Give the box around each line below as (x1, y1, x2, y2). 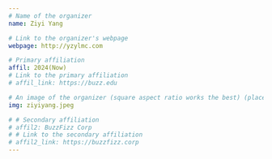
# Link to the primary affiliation (8, 71, 129, 79)
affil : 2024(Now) (8, 64, 67, 72)
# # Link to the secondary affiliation (8, 131, 143, 139)
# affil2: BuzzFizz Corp (8, 123, 92, 131)
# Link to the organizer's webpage (8, 34, 129, 42)
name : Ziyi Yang (8, 19, 63, 28)
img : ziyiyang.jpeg (8, 101, 74, 110)
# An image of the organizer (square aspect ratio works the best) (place (8, 93, 266, 101)
